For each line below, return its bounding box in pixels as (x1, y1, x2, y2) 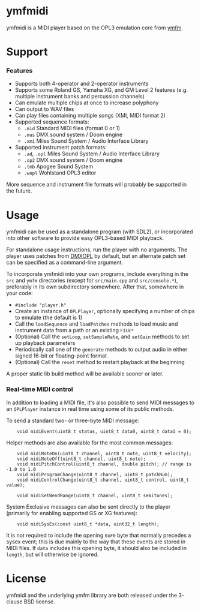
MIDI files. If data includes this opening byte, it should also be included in (6, 544, 187, 551)
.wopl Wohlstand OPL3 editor (23, 169, 97, 176)
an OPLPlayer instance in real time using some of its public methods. (6, 405, 175, 412)
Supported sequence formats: (14, 118, 89, 125)
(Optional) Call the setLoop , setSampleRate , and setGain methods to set (14, 333, 190, 340)
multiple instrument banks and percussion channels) (14, 93, 145, 100)
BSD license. (23, 598, 55, 605)
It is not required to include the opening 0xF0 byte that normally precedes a (6, 531, 191, 539)
